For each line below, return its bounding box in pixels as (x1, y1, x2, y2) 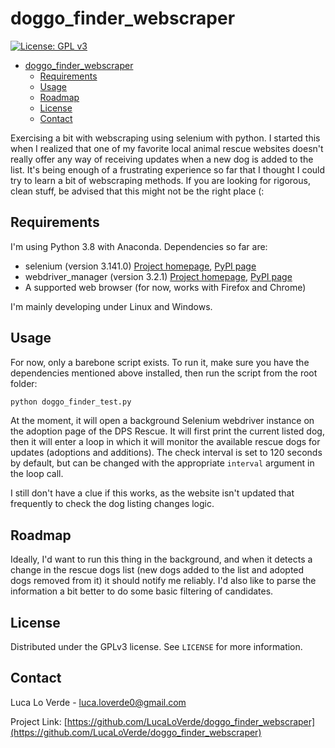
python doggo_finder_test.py (10, 397, 132, 407)
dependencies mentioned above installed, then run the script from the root (10, 367, 318, 379)
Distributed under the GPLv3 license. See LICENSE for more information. (10, 641, 303, 653)
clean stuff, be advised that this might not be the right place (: (10, 185, 265, 197)
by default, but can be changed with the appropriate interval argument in (10, 457, 315, 469)
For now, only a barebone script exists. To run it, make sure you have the (10, 356, 310, 368)
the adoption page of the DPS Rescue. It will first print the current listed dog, (10, 425, 325, 437)
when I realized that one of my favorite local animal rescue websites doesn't (10, 142, 324, 154)
